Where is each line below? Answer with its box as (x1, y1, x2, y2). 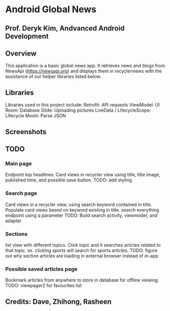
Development (5, 32, 49, 40)
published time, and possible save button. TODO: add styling (5, 177, 132, 183)
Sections (5, 230, 28, 238)
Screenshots (5, 127, 47, 136)
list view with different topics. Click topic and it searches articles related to (5, 242, 161, 248)
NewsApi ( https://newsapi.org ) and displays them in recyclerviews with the (5, 68, 162, 74)
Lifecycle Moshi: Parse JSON (5, 113, 66, 119)
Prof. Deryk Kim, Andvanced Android (5, 24, 125, 33)
